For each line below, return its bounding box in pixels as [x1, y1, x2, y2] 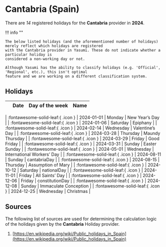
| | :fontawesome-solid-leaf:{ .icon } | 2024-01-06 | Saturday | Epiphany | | [5, 120, 157, 125]
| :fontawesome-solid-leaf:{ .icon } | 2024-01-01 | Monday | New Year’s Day [5, 114, 160, 120]
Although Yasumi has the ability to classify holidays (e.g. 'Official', [5, 65, 161, 70]
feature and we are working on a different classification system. [5, 73, 148, 79]
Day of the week [29, 102, 68, 109]
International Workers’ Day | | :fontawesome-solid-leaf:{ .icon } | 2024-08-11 [5, 151, 161, 157]
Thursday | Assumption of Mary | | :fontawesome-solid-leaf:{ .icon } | [5, 162, 147, 168]
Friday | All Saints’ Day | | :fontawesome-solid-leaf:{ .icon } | [19, 172, 142, 178]
